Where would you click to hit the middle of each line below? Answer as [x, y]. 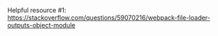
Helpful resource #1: [37, 10]
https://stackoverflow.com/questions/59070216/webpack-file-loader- [109, 18]
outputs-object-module [42, 25]
